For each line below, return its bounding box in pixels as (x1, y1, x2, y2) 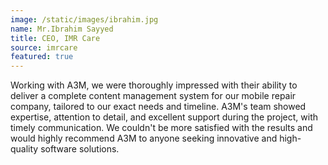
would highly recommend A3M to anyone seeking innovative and (10, 132, 278, 145)
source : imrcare (10, 42, 78, 53)
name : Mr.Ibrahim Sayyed (10, 24, 114, 34)
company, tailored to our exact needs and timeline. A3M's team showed (10, 101, 307, 113)
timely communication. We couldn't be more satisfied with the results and (10, 122, 313, 134)
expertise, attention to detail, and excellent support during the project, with (10, 111, 319, 123)
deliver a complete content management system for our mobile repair (10, 90, 297, 102)
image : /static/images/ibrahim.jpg (10, 14, 159, 25)
